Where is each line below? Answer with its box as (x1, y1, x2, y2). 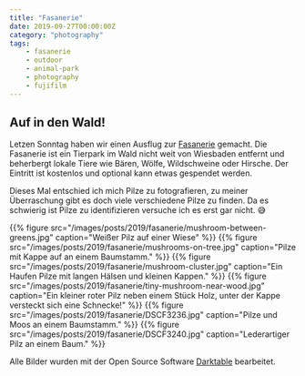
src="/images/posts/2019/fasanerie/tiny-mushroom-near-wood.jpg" (9, 280, 266, 291)
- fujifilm (25, 81, 67, 90)
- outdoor (25, 56, 64, 65)
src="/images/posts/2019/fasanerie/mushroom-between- (50, 222, 267, 233)
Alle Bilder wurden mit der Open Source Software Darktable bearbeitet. (9, 356, 276, 367)
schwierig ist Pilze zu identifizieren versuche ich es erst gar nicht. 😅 (9, 205, 267, 216)
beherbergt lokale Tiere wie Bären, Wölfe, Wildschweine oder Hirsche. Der (9, 158, 289, 169)
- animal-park (25, 65, 79, 74)
